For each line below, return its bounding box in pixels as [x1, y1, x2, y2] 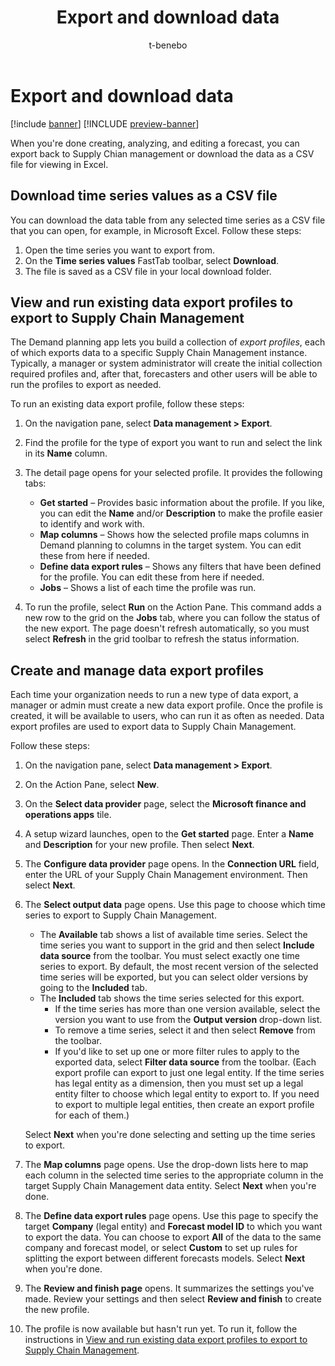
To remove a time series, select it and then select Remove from [54, 1024, 316, 1036]
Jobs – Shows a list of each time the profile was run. [39, 582, 257, 594]
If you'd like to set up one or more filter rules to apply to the [54, 1046, 300, 1058]
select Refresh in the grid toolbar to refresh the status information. [24, 633, 300, 645]
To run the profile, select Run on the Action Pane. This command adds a [24, 601, 322, 613]
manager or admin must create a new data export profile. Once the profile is [10, 699, 324, 711]
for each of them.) [54, 1109, 130, 1121]
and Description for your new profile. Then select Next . [24, 839, 255, 851]
